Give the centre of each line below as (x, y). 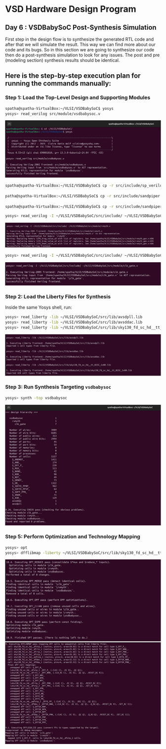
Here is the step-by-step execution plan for (73, 76)
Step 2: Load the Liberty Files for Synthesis (58, 296)
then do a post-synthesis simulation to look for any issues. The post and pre (83, 55)
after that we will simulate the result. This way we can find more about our (80, 45)
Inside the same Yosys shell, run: (39, 307)
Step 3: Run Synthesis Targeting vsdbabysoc (58, 387)
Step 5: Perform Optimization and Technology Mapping (73, 537)
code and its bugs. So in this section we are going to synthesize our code (80, 50)
